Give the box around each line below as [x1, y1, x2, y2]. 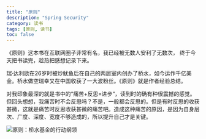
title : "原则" [6, 9, 41, 15]
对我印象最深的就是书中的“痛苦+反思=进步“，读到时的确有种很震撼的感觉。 [6, 90, 196, 98]
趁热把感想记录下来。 [38, 57, 93, 64]
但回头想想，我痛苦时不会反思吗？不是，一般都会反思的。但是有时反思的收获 [6, 98, 200, 105]
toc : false [6, 32, 34, 38]
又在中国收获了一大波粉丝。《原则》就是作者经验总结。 [48, 77, 186, 85]
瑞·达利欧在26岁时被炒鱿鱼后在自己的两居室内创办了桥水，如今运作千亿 [6, 69, 187, 77]
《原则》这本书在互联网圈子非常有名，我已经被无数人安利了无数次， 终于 [6, 49, 191, 57]
